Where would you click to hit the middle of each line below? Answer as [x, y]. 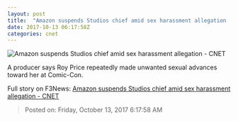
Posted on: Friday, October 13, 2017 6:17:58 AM [93, 110]
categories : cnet [33, 34]
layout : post [27, 14]
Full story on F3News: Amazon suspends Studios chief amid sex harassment [119, 88]
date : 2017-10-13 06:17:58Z [49, 27]
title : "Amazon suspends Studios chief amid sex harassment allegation [117, 21]
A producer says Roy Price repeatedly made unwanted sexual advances [112, 67]
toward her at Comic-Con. [45, 75]
